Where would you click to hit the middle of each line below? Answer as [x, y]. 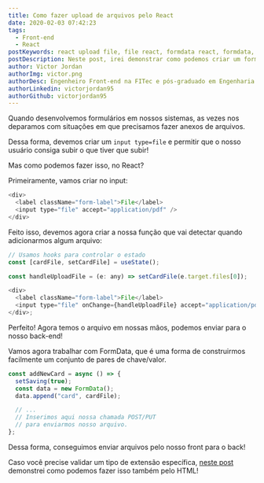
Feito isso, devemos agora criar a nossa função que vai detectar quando [125, 232]
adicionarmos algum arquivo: [55, 240]
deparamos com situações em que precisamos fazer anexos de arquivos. [127, 127]
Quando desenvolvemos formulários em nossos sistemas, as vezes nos [124, 118]
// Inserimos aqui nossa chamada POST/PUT [86, 418]
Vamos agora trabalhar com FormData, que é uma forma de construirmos [127, 351]
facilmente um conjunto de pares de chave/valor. [87, 359]
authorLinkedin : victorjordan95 [61, 88]
